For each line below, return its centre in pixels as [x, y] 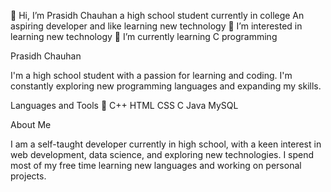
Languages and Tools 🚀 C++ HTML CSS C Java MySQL [124, 105]
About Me [31, 124]
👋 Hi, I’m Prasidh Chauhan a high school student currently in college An [157, 15]
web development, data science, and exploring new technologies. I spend [162, 154]
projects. [28, 176]
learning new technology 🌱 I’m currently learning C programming [144, 36]
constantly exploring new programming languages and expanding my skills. [166, 86]
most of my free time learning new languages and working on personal [156, 165]
